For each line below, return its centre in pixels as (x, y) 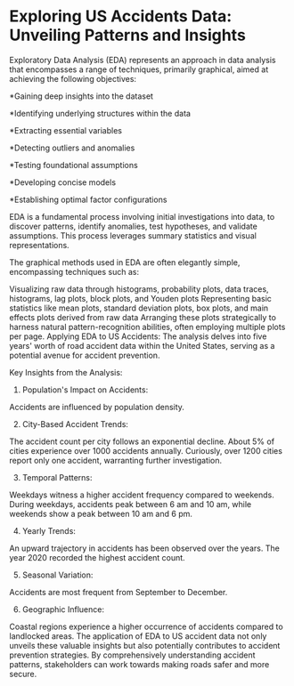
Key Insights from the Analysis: (66, 372)
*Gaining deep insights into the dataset (82, 96)
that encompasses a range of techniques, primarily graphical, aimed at (139, 69)
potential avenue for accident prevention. (85, 355)
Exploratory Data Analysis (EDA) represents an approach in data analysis (143, 60)
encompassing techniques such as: (74, 271)
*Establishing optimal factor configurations (88, 199)
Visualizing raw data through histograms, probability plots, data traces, (139, 289)
